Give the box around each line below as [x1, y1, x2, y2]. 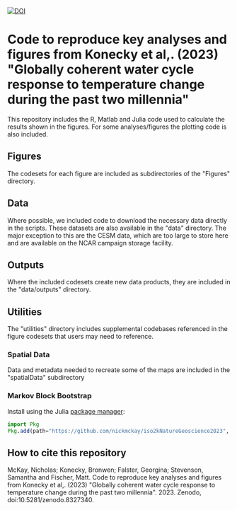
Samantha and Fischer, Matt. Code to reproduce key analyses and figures [7, 473, 222, 482]
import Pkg [7, 421, 40, 428]
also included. [7, 129, 48, 138]
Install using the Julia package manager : [7, 407, 125, 415]
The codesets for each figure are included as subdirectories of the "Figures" [7, 169, 231, 178]
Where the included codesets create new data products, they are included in [7, 278, 231, 286]
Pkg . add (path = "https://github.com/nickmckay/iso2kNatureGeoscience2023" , [7, 427, 230, 434]
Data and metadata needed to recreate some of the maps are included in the [7, 366, 231, 374]
